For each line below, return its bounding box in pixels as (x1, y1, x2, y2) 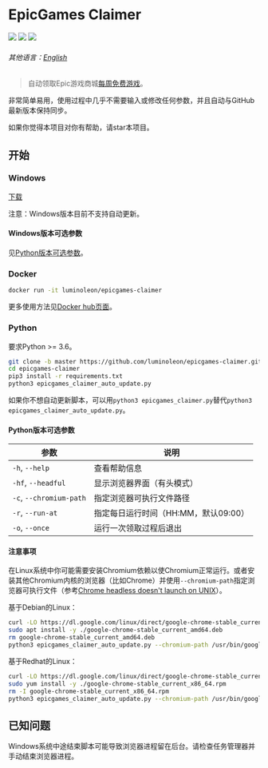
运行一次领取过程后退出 (93, 523, 182, 534)
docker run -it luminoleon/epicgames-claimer (8, 286, 162, 295)
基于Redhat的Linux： (8, 656, 77, 666)
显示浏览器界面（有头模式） (93, 478, 198, 489)
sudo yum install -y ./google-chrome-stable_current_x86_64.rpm (8, 679, 227, 688)
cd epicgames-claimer (8, 365, 81, 373)
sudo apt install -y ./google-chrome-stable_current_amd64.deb (8, 626, 223, 635)
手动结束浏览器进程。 (8, 751, 78, 761)
